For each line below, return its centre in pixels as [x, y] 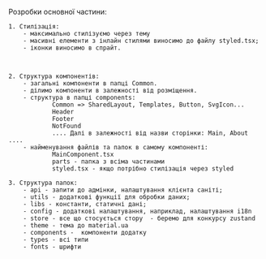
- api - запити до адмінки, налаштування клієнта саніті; [123, 190]
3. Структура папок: [43, 183]
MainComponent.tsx [83, 154]
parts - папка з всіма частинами [108, 162]
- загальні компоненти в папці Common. [90, 84]
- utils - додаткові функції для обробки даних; [107, 197]
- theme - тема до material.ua [76, 226]
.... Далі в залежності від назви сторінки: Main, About [150, 133]
